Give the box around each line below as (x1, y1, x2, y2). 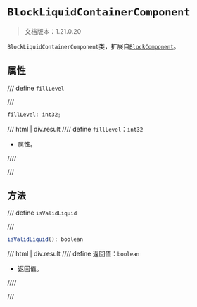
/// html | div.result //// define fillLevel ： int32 (7, 125, 144, 133)
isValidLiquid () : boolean (7, 236, 83, 243)
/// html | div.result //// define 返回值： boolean (7, 249, 140, 258)
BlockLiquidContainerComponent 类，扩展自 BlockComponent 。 (7, 42, 180, 51)
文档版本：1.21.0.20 (24, 27, 82, 35)
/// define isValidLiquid (7, 208, 77, 217)
